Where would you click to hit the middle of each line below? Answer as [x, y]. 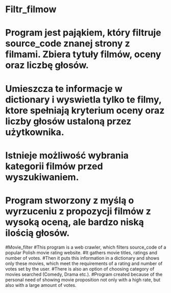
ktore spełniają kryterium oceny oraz [85, 110]
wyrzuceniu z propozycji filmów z [78, 211]
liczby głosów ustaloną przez [68, 121]
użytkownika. [35, 132]
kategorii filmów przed [54, 166]
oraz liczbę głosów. [47, 65]
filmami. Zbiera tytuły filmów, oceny [83, 54]
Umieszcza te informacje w [64, 89]
